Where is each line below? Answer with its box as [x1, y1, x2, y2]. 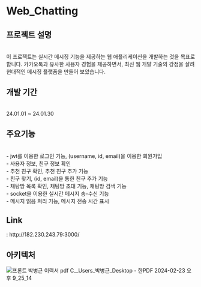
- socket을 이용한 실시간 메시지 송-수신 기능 [6, 190, 109, 197]
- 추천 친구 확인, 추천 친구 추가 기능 [6, 167, 89, 175]
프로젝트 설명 [6, 29, 52, 40]
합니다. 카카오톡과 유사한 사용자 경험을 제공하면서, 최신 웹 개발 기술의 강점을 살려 [6, 61, 195, 67]
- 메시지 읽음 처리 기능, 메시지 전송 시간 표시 [6, 197, 109, 205]
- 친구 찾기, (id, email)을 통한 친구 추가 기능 [6, 175, 108, 182]
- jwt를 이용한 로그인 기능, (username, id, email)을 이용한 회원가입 [6, 152, 163, 160]
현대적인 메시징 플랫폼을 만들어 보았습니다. [6, 68, 106, 75]
